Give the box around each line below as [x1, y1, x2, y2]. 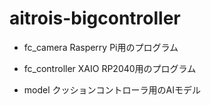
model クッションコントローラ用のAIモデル [23, 83, 201, 96]
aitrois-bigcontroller [9, 7, 181, 30]
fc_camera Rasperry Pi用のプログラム [23, 41, 179, 53]
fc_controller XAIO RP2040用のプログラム [23, 62, 197, 74]
